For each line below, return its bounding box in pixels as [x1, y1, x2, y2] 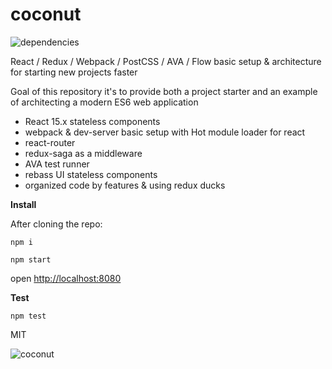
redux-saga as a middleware [24, 147, 143, 159]
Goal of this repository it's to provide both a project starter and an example [10, 85, 318, 97]
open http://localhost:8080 [10, 272, 122, 284]
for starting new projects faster [10, 66, 138, 78]
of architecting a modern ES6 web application [10, 96, 199, 108]
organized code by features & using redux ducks [24, 179, 226, 191]
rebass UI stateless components [24, 168, 158, 180]
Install [10, 198, 37, 210]
